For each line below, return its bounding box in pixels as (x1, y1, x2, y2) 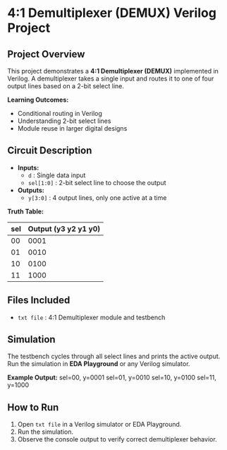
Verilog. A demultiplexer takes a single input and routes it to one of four (7, 74, 214, 83)
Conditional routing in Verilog (17, 109, 102, 117)
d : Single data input (27, 171, 86, 179)
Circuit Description (7, 145, 92, 157)
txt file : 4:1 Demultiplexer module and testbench (17, 313, 166, 321)
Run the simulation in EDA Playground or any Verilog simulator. (7, 360, 190, 368)
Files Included (7, 295, 70, 307)
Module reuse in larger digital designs (17, 124, 128, 132)
